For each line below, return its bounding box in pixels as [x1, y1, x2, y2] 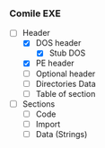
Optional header [35, 68, 96, 79]
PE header [35, 57, 74, 69]
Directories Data [35, 78, 96, 89]
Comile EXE [9, 7, 61, 20]
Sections [22, 98, 56, 109]
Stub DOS [48, 48, 86, 58]
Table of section [35, 88, 96, 99]
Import [35, 118, 61, 129]
